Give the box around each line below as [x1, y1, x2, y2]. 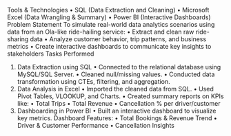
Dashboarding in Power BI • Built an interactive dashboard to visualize [17, 106, 217, 115]
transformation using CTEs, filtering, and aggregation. [17, 78, 170, 85]
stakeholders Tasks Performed [7, 49, 94, 58]
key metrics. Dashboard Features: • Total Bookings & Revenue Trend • [17, 114, 217, 122]
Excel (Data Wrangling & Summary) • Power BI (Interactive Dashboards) [7, 13, 212, 21]
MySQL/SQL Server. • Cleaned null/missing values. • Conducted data [17, 70, 215, 78]
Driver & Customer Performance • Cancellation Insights [17, 122, 174, 129]
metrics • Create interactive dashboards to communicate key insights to [7, 43, 212, 50]
